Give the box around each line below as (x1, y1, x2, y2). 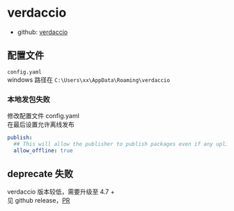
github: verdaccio (17, 28, 68, 36)
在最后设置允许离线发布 (7, 120, 75, 129)
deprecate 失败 (7, 168, 74, 180)
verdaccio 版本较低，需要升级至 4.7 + (7, 187, 115, 196)
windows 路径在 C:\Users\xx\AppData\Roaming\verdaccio (7, 75, 171, 84)
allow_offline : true (13, 147, 73, 154)
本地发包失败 (7, 94, 51, 104)
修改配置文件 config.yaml (7, 112, 80, 120)
